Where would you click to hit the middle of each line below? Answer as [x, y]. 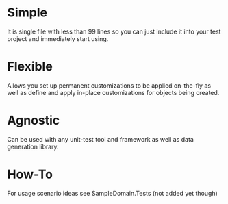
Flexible [30, 67]
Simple [27, 13]
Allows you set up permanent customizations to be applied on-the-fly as [109, 85]
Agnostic [34, 120]
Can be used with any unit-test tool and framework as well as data [100, 139]
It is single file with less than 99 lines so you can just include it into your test [114, 31]
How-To [30, 174]
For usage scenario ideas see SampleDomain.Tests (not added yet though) [112, 193]
